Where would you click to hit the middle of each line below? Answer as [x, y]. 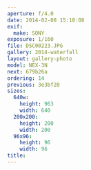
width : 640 [35, 110]
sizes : [17, 91]
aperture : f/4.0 [30, 14]
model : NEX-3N [28, 65]
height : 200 [37, 123]
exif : [15, 26]
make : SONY [29, 33]
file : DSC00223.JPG [35, 46]
